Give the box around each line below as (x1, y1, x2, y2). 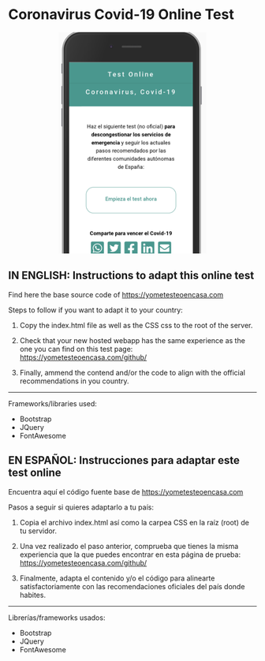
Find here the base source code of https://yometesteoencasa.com (8, 289, 224, 299)
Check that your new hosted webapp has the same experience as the (19, 335, 246, 345)
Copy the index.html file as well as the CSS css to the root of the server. (19, 320, 253, 330)
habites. (19, 590, 46, 599)
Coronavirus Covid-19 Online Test (8, 6, 234, 24)
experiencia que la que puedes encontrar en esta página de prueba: (19, 550, 241, 559)
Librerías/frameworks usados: (8, 613, 106, 622)
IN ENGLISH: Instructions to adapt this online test (8, 269, 255, 282)
